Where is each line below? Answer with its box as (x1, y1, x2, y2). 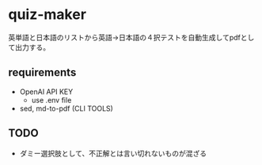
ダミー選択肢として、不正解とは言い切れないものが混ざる (19, 148, 207, 158)
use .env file (31, 95, 72, 104)
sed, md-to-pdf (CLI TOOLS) (19, 103, 113, 113)
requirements (8, 66, 77, 80)
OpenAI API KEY (19, 87, 74, 96)
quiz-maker (8, 6, 87, 24)
